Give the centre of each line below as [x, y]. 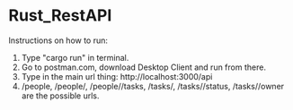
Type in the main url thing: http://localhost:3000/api [117, 76]
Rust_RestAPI [60, 16]
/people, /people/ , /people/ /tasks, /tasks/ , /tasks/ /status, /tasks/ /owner [153, 86]
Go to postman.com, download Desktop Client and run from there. [144, 67]
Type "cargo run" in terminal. [75, 57]
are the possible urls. [60, 96]
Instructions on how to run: [58, 40]
